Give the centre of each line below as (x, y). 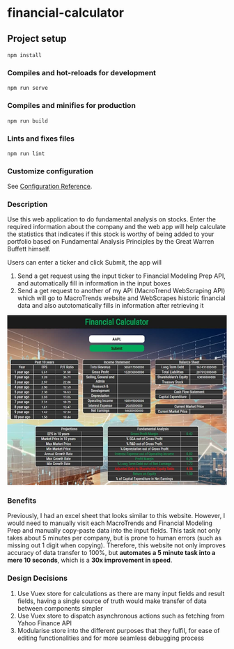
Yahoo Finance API (44, 623)
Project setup (37, 39)
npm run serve (28, 88)
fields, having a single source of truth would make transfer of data (112, 601)
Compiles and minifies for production (71, 106)
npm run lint (26, 154)
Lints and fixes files (41, 139)
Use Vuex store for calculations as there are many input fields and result (121, 593)
